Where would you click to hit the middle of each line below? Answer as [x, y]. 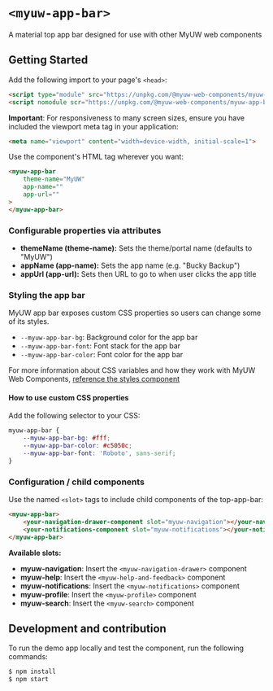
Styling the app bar [47, 295]
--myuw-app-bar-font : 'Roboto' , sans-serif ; [100, 453]
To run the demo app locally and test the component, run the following [126, 648]
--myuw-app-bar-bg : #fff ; [67, 438]
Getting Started [48, 60]
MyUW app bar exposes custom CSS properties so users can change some [135, 313]
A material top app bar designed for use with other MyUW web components [135, 34]
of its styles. [29, 321]
